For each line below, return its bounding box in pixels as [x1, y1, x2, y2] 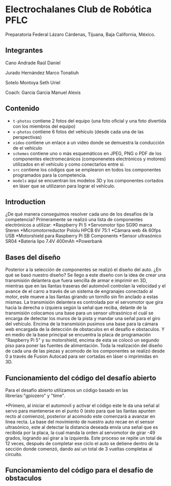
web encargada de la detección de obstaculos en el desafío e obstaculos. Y [5, 326, 165, 332]
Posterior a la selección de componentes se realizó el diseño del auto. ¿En [5, 266, 162, 273]
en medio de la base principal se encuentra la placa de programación [5, 332, 151, 338]
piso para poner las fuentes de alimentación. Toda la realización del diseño [5, 343, 163, 349]
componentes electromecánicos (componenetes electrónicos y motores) [12, 156, 166, 162]
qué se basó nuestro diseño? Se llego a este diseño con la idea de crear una [5, 272, 166, 278]
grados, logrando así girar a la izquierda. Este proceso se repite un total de [5, 435, 162, 441]
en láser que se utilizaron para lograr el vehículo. [12, 183, 116, 189]
